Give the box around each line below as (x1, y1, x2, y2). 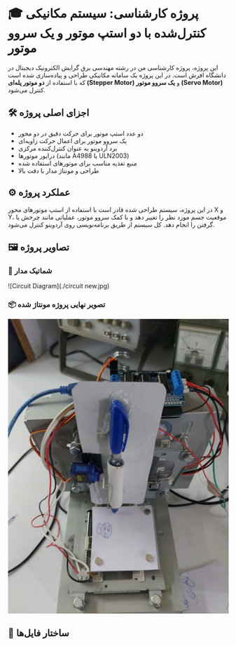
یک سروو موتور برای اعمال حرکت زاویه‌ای (18, 136, 127, 144)
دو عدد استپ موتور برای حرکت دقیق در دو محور (18, 129, 144, 137)
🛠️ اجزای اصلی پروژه (8, 107, 90, 119)
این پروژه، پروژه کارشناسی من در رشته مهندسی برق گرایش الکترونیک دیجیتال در (8, 63, 218, 72)
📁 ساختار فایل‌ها (8, 627, 69, 639)
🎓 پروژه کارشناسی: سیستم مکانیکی (8, 6, 199, 22)
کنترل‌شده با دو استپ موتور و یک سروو (8, 25, 207, 41)
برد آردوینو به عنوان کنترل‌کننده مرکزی (18, 144, 118, 152)
